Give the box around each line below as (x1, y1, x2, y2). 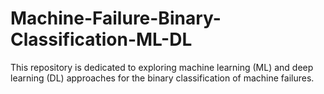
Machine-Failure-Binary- (10, 7, 222, 30)
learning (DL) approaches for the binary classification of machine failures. (10, 72, 315, 84)
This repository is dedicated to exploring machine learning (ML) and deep (10, 61, 314, 73)
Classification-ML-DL (10, 28, 193, 51)
